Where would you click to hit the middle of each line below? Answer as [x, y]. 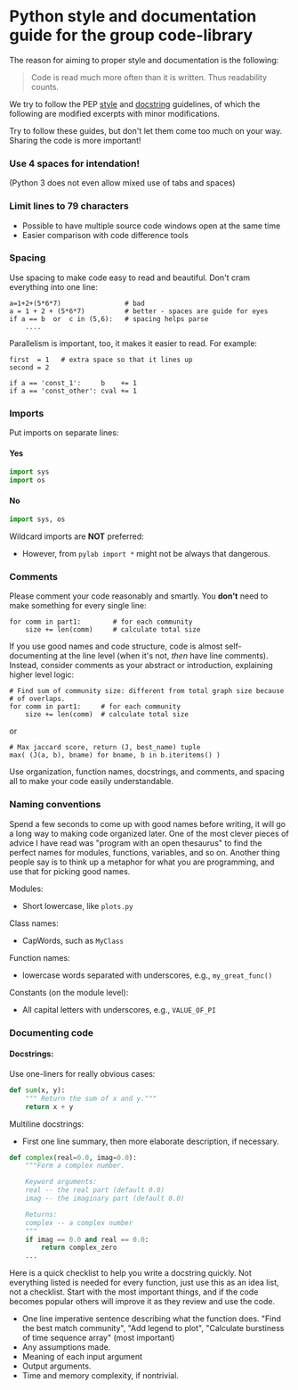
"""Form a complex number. [75, 1166]
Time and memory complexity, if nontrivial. [101, 1376]
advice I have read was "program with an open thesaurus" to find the [136, 843]
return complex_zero [79, 1248]
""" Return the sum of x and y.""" [91, 1098]
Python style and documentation [133, 17]
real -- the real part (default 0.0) [95, 1190]
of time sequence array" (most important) [98, 1338]
